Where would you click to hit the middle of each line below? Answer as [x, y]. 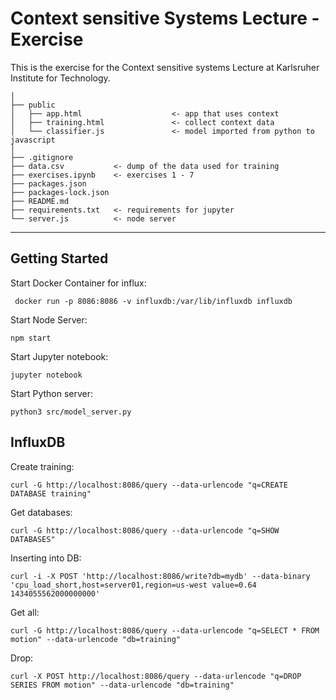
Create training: [42, 466]
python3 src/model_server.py [71, 412]
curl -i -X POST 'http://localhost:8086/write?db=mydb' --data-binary [160, 576]
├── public [33, 105]
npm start [31, 338]
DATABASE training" [51, 493]
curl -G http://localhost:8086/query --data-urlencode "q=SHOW [145, 530]
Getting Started [59, 258]
